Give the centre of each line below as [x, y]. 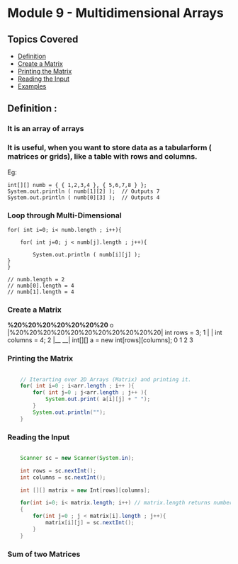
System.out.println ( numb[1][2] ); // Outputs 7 [84, 191]
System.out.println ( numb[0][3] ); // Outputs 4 [84, 197]
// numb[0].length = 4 [41, 286]
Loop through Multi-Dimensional [64, 215]
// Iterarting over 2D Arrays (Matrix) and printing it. [106, 379]
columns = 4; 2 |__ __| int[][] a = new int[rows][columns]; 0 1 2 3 [100, 340]
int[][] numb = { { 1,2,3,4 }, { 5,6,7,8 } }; [77, 185]
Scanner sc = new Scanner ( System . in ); [77, 458]
